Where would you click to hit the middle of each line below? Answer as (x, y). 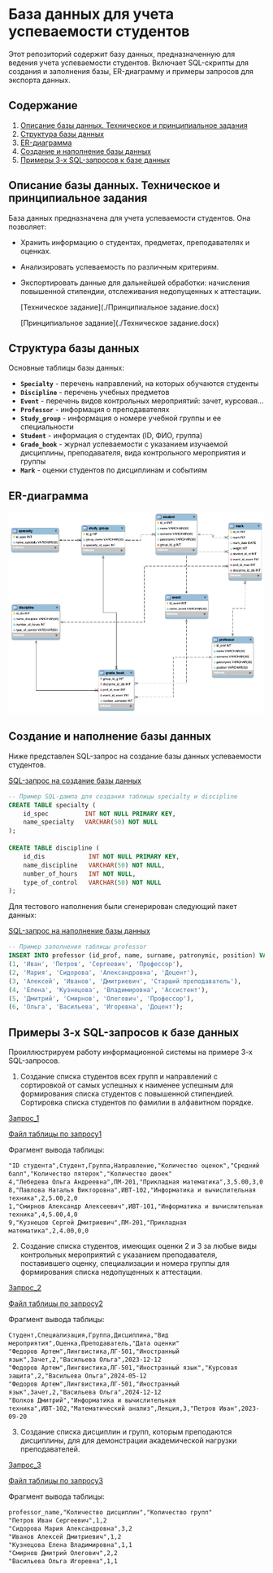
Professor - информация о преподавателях (95, 410)
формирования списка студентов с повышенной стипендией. (127, 1094)
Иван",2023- (239, 1409)
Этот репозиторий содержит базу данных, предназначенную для (122, 54)
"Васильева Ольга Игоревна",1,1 (63, 1562)
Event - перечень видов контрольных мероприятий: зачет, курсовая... (142, 401)
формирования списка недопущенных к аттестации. (111, 1272)
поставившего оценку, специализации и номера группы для (125, 1263)
